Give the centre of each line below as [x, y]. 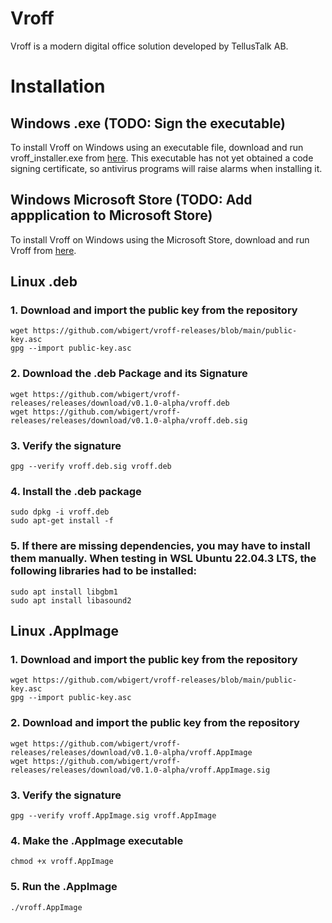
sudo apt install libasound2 [71, 600]
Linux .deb [44, 282]
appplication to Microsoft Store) [111, 215]
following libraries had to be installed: [103, 571]
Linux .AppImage [65, 631]
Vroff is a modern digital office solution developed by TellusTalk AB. [149, 46]
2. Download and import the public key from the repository [155, 723]
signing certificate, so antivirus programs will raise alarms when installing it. [166, 168]
